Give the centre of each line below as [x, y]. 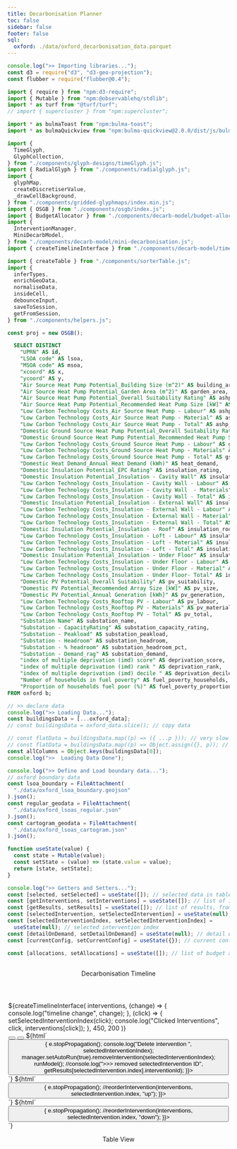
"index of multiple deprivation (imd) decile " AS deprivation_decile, [127, 674]
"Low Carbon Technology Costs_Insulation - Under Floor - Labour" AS [124, 562]
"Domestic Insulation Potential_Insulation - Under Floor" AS [113, 555]
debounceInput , [36, 300]
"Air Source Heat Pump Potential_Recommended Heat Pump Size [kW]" [121, 405]
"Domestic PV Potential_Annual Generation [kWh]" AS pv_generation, [123, 595]
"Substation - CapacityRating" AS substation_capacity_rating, [115, 628]
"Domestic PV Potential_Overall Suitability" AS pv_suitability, [118, 582]
